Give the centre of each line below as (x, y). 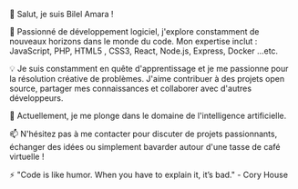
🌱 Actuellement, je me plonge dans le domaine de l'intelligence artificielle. (148, 115)
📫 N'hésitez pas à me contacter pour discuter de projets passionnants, (144, 134)
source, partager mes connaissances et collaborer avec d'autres (131, 88)
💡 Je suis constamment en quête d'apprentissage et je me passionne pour (149, 69)
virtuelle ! (27, 156)
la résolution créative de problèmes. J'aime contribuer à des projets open (147, 79)
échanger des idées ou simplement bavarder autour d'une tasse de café (145, 147)
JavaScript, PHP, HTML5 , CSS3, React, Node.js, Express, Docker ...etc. (144, 51)
